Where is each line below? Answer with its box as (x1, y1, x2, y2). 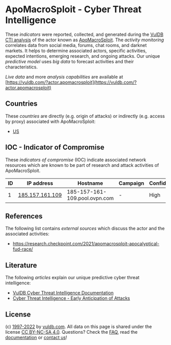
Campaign (119, 180, 145, 187)
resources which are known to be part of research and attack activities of (5, 162, 159, 168)
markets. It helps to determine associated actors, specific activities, (5, 47, 147, 54)
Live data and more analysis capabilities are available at (5, 73, 123, 80)
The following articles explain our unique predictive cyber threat (5, 275, 140, 281)
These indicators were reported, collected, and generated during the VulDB (5, 31, 164, 37)
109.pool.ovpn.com (67, 194, 114, 202)
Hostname (77, 180, 103, 187)
